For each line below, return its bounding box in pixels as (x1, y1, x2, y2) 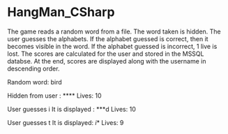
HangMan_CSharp (7, 4, 115, 20)
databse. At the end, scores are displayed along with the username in (7, 57, 206, 65)
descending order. (7, 64, 60, 73)
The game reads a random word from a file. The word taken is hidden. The (7, 27, 221, 36)
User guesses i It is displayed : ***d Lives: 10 (7, 105, 136, 113)
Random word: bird (7, 77, 62, 86)
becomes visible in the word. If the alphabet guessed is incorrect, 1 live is (7, 42, 218, 50)
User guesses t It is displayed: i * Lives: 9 (7, 118, 124, 126)
